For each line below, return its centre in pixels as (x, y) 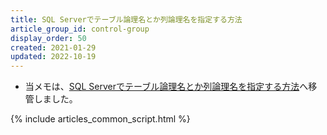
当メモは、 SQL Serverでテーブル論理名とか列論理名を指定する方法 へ (166, 87)
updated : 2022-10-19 (53, 57)
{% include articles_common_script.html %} (100, 119)
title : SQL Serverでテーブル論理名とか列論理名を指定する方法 (126, 19)
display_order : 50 (48, 38)
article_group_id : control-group (80, 29)
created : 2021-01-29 (53, 47)
